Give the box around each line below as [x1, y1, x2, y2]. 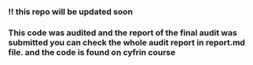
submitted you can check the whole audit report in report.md [8, 37, 246, 48]
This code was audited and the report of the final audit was [8, 27, 237, 38]
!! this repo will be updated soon [8, 6, 134, 17]
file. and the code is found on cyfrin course [8, 46, 176, 57]
